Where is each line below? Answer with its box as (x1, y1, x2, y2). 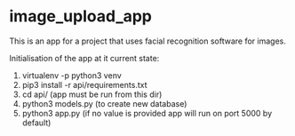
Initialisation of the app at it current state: (9, 52, 160, 63)
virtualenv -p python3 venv (21, 69, 122, 81)
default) (21, 117, 52, 128)
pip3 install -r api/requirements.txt (21, 79, 147, 90)
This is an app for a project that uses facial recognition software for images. (9, 36, 287, 46)
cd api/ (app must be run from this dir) (21, 89, 163, 100)
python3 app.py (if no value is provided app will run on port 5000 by (21, 108, 273, 118)
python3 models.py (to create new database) (21, 98, 187, 108)
